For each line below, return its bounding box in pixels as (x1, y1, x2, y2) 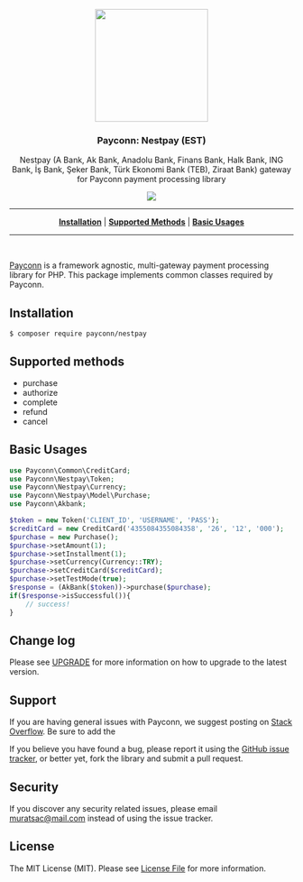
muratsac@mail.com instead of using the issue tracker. (9, 813, 214, 824)
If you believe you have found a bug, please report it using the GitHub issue (9, 744, 290, 755)
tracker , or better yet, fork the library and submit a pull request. (9, 753, 243, 764)
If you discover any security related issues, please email (9, 804, 218, 814)
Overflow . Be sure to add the (9, 726, 115, 737)
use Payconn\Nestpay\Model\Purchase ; (9, 492, 151, 501)
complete (22, 397, 59, 408)
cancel (22, 416, 48, 427)
